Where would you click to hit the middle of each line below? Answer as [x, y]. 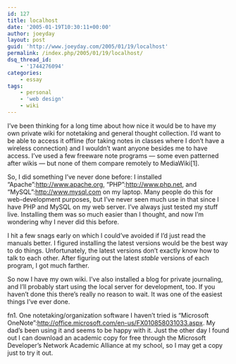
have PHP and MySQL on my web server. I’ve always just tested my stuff [113, 207]
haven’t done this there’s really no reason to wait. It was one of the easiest [115, 294]
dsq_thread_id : [30, 60]
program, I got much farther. [48, 265]
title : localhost [33, 20]
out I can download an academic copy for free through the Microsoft [107, 338]
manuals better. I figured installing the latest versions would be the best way [118, 243]
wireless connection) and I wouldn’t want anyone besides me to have [107, 148]
